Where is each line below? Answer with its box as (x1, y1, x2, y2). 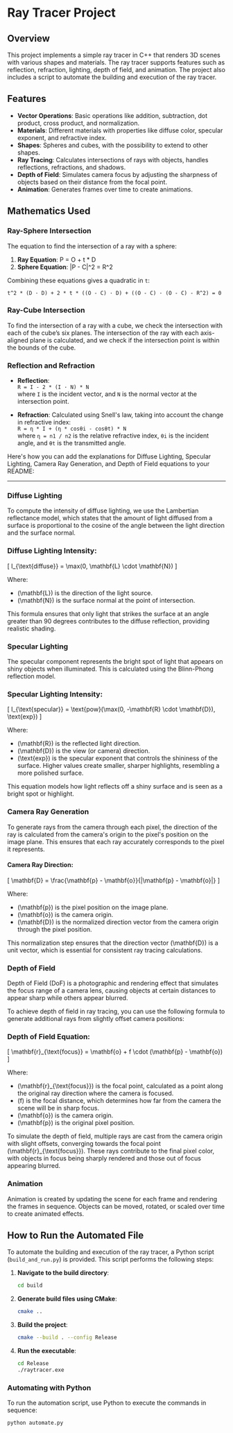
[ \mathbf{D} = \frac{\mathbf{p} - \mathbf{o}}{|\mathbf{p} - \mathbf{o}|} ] (7, 876, 221, 884)
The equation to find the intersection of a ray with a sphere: (7, 241, 177, 250)
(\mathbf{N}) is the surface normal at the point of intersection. (17, 596, 196, 604)
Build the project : (17, 1321, 68, 1329)
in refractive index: (17, 418, 71, 427)
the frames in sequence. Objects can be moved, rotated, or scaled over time (7, 1202, 225, 1210)
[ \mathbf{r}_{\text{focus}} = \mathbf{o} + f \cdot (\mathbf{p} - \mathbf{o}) (7, 1047, 223, 1056)
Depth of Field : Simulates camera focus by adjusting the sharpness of (17, 170, 218, 178)
